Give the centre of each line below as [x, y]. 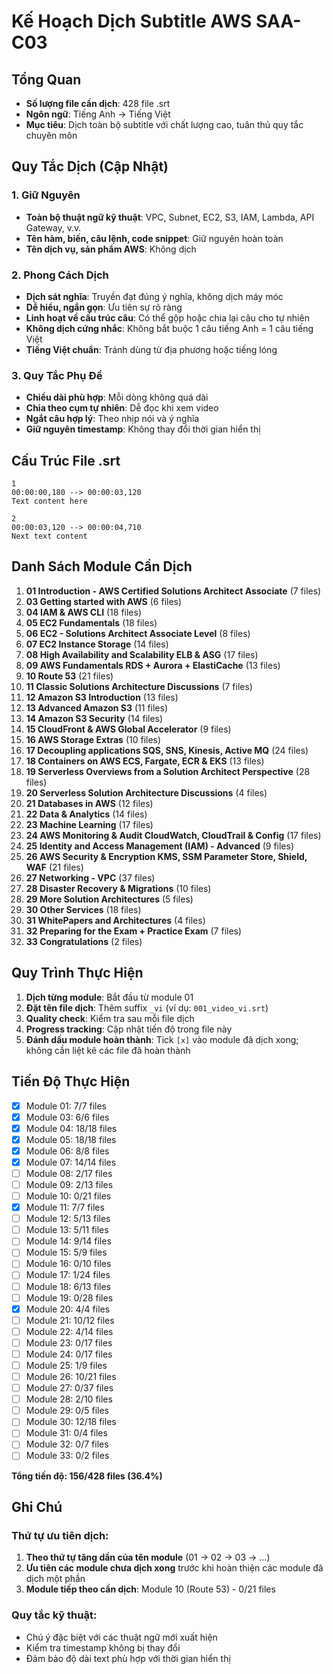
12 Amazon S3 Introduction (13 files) [102, 697]
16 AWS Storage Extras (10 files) [93, 739]
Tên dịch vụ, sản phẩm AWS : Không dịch [111, 249]
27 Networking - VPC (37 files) [90, 877]
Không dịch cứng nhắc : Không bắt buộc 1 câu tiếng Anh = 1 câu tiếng [169, 328]
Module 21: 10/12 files [70, 1320]
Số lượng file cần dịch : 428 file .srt [98, 103]
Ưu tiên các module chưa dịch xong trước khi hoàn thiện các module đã [174, 1568]
